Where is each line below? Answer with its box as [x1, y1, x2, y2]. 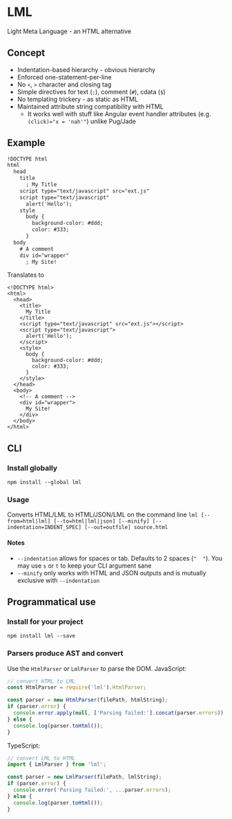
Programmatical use [7, 596, 96, 608]
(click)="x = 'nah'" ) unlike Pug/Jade [27, 117, 137, 125]
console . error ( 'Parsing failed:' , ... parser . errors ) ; [13, 786, 171, 793]
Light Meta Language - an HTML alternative [7, 27, 132, 35]
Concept [7, 47, 46, 59]
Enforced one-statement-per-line [17, 73, 112, 81]
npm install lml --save [7, 633, 76, 640]
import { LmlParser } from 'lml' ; [7, 761, 107, 768]
